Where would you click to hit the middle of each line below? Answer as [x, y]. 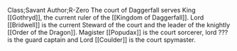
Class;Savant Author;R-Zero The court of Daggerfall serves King [101, 10]
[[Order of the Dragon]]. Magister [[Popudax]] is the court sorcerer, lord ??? [118, 32]
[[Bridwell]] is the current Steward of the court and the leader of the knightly [119, 25]
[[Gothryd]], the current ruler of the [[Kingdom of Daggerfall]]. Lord [106, 17]
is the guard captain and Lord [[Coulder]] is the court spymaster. [102, 40]
